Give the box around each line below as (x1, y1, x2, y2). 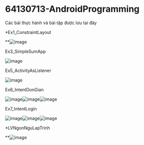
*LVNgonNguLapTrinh (5, 125, 50, 131)
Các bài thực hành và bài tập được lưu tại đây (5, 20, 97, 26)
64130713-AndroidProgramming (5, 3, 140, 15)
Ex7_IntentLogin (5, 106, 37, 111)
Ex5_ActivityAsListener (5, 68, 52, 73)
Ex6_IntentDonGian (5, 86, 44, 92)
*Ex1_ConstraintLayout (5, 29, 52, 35)
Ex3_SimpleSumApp (5, 48, 46, 54)
